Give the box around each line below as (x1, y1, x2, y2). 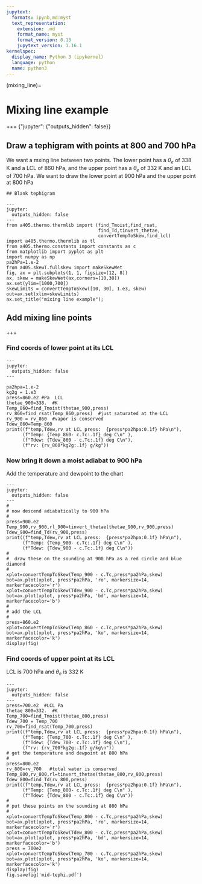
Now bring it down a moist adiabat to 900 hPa (6, 456, 143, 465)
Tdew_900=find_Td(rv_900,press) (6, 529, 87, 535)
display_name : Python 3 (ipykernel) (11, 54, 104, 60)
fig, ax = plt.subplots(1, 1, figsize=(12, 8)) (6, 270, 128, 276)
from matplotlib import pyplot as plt (6, 249, 104, 255)
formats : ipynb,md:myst (11, 15, 71, 21)
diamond (6, 561, 26, 568)
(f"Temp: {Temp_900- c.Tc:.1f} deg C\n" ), (22, 540, 134, 546)
